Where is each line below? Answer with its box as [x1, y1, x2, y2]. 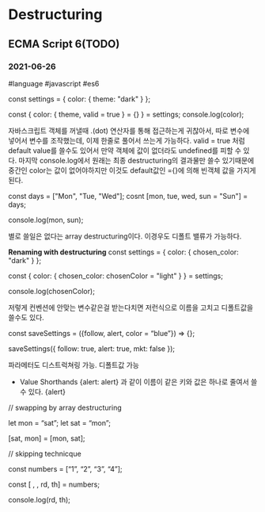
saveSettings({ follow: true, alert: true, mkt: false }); [8, 343, 176, 353]
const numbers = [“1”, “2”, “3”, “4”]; [8, 464, 123, 473]
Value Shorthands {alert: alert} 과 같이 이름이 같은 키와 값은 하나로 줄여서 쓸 [19, 376, 258, 386]
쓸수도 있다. [8, 312, 45, 322]
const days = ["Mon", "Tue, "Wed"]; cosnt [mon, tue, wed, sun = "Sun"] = [8, 191, 248, 201]
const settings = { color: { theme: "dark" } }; [8, 94, 151, 104]
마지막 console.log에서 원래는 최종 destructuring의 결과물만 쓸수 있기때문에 [18, 155, 255, 165]
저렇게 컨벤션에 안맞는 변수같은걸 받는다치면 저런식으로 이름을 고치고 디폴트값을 [8, 303, 254, 312]
